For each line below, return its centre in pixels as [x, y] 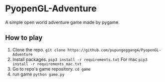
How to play [24, 38]
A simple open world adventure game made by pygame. [63, 22]
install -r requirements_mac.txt [47, 64]
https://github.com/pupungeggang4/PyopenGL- [114, 50]
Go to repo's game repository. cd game [51, 69]
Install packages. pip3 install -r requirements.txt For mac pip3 [80, 59]
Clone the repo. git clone [39, 49]
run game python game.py [38, 74]
